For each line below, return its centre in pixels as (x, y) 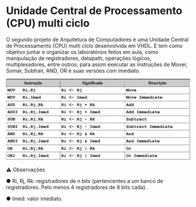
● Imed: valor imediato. (35, 199)
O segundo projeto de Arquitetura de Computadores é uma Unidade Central (97, 39)
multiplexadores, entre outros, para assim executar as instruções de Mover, (97, 64)
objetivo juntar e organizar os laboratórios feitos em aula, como (82, 52)
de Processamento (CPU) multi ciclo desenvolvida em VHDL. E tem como (94, 46)
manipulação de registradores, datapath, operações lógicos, (79, 58)
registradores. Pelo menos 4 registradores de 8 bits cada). (77, 187)
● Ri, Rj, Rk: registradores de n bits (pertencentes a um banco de (85, 181)
